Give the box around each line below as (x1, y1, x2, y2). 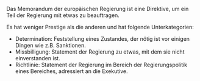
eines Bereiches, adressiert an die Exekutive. (15, 68, 128, 75)
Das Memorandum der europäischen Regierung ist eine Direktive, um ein (6, 5, 189, 12)
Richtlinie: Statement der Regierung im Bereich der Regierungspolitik (15, 61, 188, 68)
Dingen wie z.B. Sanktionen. (15, 42, 87, 49)
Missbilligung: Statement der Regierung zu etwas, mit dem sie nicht (15, 48, 185, 55)
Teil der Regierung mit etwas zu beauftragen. (6, 12, 120, 19)
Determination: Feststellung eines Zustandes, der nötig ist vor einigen (15, 35, 190, 42)
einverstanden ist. (15, 55, 60, 62)
